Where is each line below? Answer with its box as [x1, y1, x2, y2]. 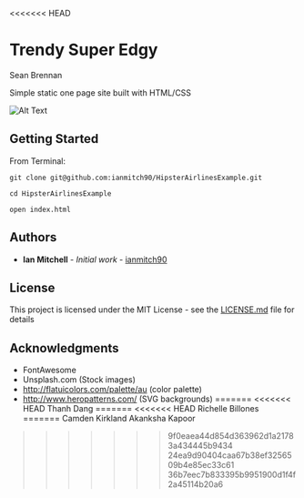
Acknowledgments [9, 340, 120, 356]
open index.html [9, 205, 71, 214]
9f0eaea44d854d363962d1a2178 [167, 431, 294, 442]
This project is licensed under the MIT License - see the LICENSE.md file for [9, 304, 295, 315]
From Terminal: [9, 155, 66, 167]
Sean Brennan [9, 69, 63, 80]
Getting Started [9, 131, 99, 147]
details [9, 314, 35, 325]
